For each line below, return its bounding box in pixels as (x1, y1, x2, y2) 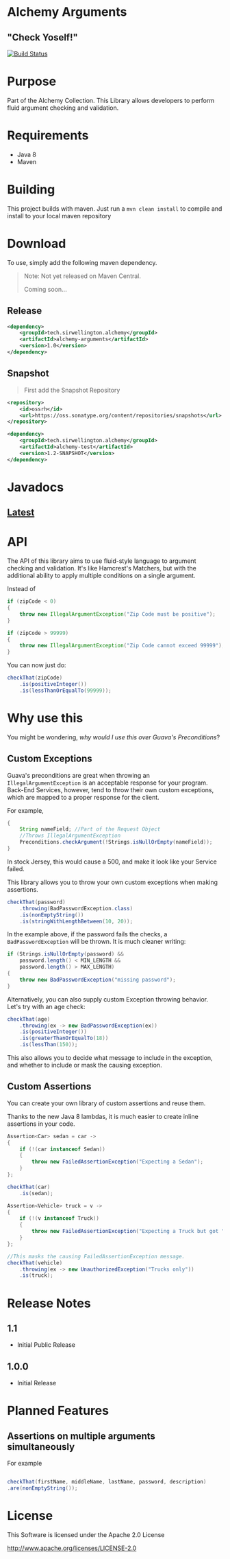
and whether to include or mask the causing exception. (7, 1061, 162, 1070)
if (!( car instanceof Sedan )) (19, 1146, 106, 1153)
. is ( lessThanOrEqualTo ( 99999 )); (19, 687, 112, 694)
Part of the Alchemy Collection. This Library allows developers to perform (7, 96, 214, 104)
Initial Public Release (16, 1341, 75, 1349)
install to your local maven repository (7, 211, 112, 220)
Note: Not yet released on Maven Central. (23, 272, 142, 280)
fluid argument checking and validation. (7, 104, 119, 112)
